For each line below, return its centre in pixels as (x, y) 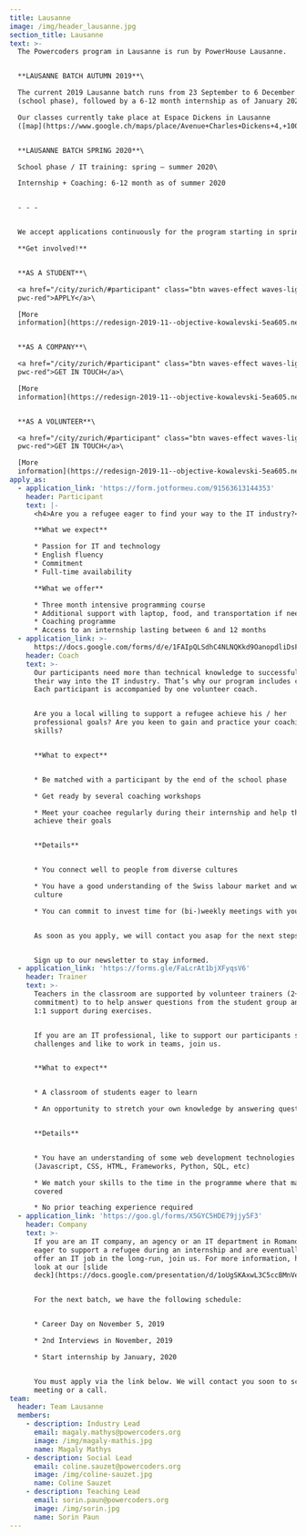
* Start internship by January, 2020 (105, 1357)
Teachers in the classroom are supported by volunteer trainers (158, 994)
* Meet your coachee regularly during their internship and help (160, 813)
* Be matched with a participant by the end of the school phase (160, 780)
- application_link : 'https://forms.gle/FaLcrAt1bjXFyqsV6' (134, 968)
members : (34, 1416)
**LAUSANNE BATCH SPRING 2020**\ (81, 150)
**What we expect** (70, 530)
